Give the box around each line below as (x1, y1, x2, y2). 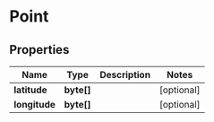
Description (99, 69, 150, 81)
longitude (13, 99, 56, 110)
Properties (9, 42, 70, 57)
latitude (13, 83, 47, 96)
